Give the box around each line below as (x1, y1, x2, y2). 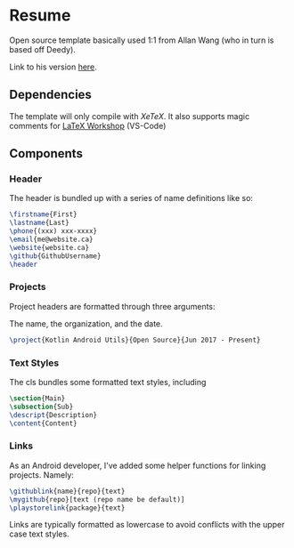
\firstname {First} (9, 210, 78, 219)
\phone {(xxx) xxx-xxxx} (9, 227, 98, 236)
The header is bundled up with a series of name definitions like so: (9, 193, 254, 204)
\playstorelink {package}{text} (9, 504, 126, 512)
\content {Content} (9, 419, 78, 428)
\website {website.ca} (9, 243, 90, 252)
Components (9, 146, 83, 161)
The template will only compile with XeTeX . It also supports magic (9, 110, 250, 121)
